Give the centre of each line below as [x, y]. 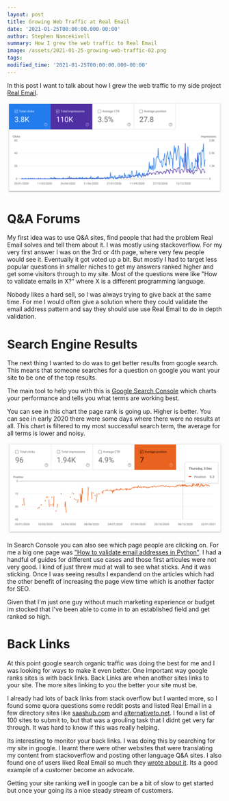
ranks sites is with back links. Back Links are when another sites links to [108, 678]
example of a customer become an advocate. [71, 769]
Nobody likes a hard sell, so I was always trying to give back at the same [109, 295]
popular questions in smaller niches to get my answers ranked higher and [110, 267]
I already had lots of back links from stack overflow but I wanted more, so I [112, 698]
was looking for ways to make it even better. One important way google [107, 670]
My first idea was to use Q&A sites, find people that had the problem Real [110, 238]
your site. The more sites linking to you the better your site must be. [102, 685]
